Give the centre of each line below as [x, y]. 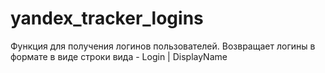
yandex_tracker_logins [107, 18]
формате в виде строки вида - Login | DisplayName [119, 56]
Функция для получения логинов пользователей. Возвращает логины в [163, 46]
